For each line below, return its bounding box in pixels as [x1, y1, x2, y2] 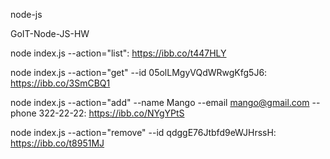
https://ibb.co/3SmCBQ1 [10, 77, 111, 89]
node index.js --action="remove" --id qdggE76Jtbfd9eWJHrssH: [10, 127, 277, 138]
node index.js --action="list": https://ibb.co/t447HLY [10, 47, 227, 59]
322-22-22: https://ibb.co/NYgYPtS [38, 107, 185, 119]
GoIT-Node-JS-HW [10, 28, 90, 39]
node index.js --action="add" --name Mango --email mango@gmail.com [10, 97, 310, 108]
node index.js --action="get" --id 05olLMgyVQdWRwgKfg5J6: [10, 67, 268, 78]
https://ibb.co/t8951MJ [10, 137, 105, 149]
